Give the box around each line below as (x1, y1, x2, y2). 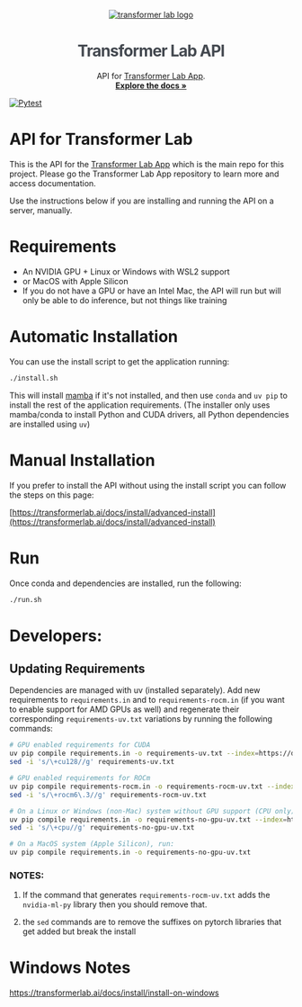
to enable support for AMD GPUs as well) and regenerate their (9, 704, 240, 715)
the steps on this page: (9, 490, 94, 500)
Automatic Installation (9, 327, 178, 346)
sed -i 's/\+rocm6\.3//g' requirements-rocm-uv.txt (9, 790, 207, 799)
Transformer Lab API (77, 40, 225, 61)
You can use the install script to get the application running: (9, 355, 230, 367)
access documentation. (9, 177, 96, 188)
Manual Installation (9, 450, 155, 471)
